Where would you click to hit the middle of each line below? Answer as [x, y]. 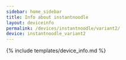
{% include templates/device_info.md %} [56, 50]
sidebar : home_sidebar [34, 12]
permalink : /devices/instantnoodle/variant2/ [63, 28]
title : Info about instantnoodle [47, 17]
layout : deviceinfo [30, 23]
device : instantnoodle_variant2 [46, 34]
